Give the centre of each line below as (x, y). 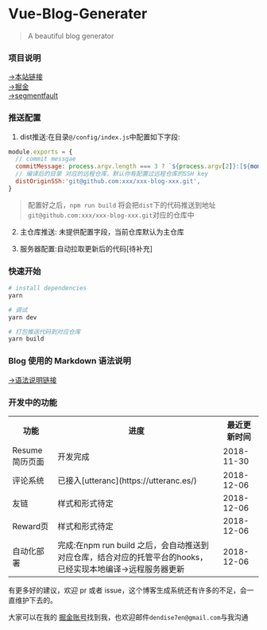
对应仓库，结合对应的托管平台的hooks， (133, 557)
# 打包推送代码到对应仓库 (44, 332)
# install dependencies (48, 288)
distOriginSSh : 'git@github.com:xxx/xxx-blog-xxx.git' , (108, 181)
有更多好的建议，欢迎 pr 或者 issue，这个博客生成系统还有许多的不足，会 (128, 590)
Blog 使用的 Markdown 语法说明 (70, 361)
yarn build (26, 339)
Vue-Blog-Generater (78, 14)
